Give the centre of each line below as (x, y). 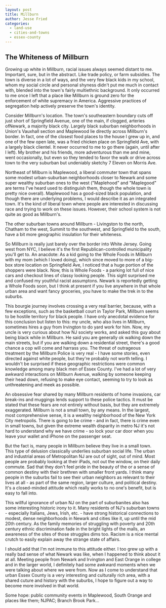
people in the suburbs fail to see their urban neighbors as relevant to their (80, 477)
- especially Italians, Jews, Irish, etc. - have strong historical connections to (82, 513)
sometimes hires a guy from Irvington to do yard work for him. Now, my (78, 327)
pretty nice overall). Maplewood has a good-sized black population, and (78, 193)
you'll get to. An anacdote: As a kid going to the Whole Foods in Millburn (79, 254)
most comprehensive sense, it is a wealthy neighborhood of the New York (80, 415)
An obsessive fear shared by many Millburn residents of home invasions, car (83, 394)
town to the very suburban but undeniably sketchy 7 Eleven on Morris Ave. (81, 162)
